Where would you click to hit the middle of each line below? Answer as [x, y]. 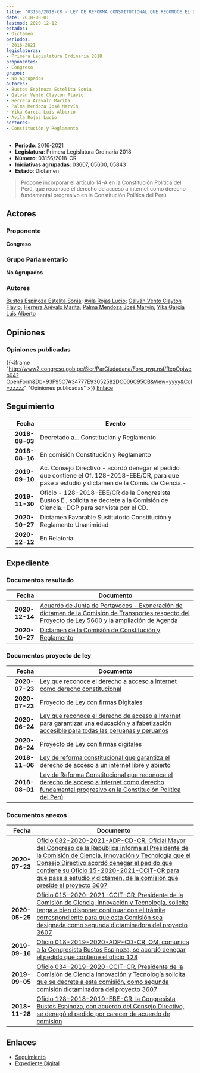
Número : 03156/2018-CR [46, 158]
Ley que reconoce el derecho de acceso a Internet [110, 716]
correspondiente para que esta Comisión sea [99, 918]
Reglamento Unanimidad [74, 525]
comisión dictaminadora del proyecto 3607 [97, 989]
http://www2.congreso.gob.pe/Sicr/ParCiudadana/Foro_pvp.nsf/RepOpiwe [100, 369]
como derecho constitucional [81, 689]
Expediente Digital [37, 1063]
